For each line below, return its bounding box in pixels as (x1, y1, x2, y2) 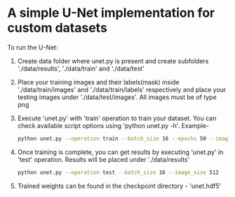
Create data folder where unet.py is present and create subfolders (17, 56, 209, 65)
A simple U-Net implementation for (7, 5, 215, 21)
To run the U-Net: (7, 43, 58, 51)
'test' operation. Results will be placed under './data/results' (17, 155, 190, 163)
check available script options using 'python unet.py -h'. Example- (17, 121, 209, 129)
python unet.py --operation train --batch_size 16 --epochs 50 (17, 135, 207, 142)
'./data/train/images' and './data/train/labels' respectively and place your (17, 85, 227, 94)
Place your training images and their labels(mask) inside (17, 77, 180, 86)
